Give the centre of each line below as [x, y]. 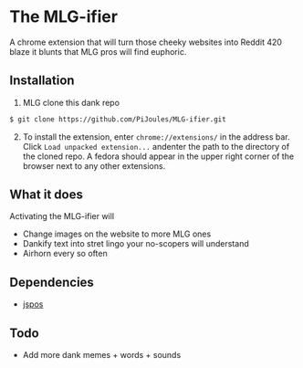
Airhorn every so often [65, 254]
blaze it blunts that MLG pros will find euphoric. [98, 51]
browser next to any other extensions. [94, 165]
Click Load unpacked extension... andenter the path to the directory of [156, 146]
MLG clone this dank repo [71, 102]
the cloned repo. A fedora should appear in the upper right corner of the [158, 156]
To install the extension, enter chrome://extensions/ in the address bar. [156, 137]
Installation [42, 81]
